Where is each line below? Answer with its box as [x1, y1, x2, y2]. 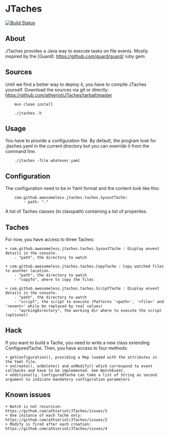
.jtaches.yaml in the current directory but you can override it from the [5, 143, 150, 149]
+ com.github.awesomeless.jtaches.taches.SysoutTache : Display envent [5, 246, 159, 251]
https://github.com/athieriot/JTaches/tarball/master [5, 92, 112, 98]
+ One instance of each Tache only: [5, 413, 82, 418]
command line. [5, 149, 36, 155]
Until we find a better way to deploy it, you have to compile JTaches [5, 81, 147, 87]
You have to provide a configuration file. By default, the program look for [5, 137, 156, 144]
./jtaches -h [14, 111, 42, 116]
